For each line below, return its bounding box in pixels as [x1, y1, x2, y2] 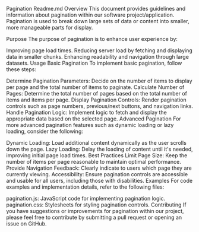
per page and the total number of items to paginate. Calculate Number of [6, 84, 185, 91]
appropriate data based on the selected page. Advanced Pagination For [6, 115, 181, 122]
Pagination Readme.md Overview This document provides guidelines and [6, 5, 186, 12]
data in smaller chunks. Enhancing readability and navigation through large [6, 53, 189, 60]
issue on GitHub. [6, 220, 47, 227]
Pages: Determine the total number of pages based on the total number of [6, 90, 188, 97]
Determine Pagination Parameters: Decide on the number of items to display [6, 77, 192, 84]
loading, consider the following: [6, 128, 83, 135]
